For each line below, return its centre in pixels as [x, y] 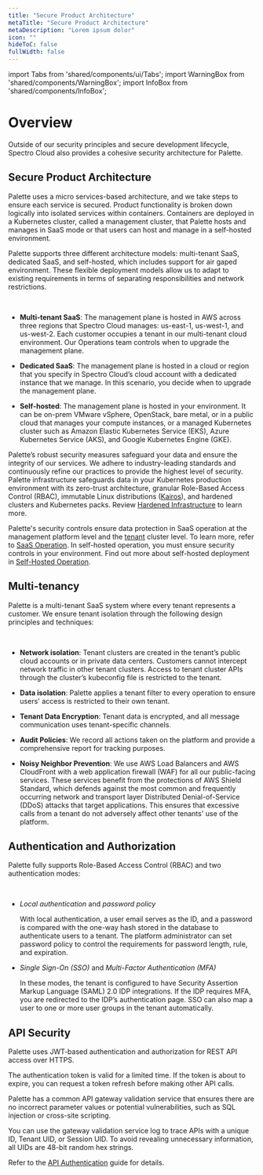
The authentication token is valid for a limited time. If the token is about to [127, 1075]
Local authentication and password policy [88, 904]
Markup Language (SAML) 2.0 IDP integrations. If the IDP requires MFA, [135, 991]
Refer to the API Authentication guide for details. [86, 1162]
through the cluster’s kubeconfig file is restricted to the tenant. [121, 677]
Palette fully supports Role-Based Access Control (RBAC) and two [115, 866]
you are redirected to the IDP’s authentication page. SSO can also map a [136, 1000]
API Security [39, 1032]
